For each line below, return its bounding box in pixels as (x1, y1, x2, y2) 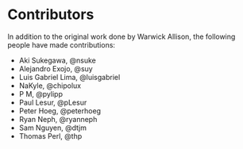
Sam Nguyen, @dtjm (18, 123, 87, 132)
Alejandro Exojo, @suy (18, 63, 93, 73)
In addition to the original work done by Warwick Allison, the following (7, 32, 236, 41)
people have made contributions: (7, 40, 116, 49)
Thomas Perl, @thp (18, 131, 83, 140)
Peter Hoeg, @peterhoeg (18, 105, 101, 116)
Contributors (7, 6, 94, 24)
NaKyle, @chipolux (18, 81, 81, 90)
